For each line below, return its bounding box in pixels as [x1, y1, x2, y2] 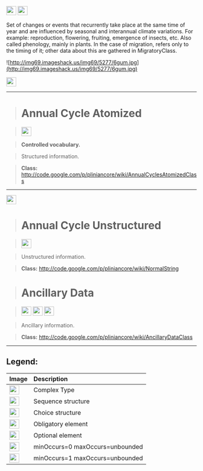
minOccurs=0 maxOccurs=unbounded [33, 443, 143, 451]
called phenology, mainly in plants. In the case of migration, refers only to [6, 41, 189, 48]
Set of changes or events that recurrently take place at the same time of [6, 21, 185, 28]
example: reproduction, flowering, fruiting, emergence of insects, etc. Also [6, 34, 192, 41]
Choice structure [33, 408, 82, 416]
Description [33, 375, 68, 383]
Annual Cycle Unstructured [21, 219, 161, 233]
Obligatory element [33, 419, 88, 428]
